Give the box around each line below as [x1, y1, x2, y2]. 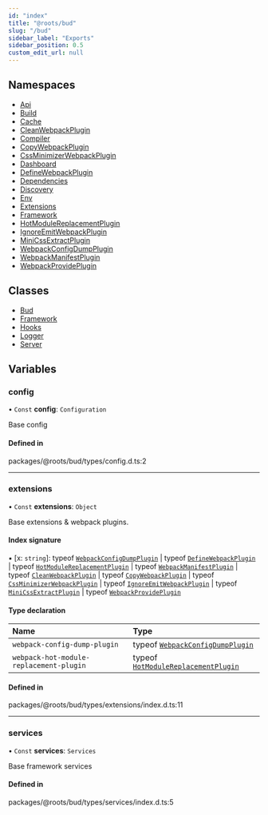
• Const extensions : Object [8, 501, 97, 511]
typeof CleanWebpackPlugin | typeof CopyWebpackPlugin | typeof [8, 570, 215, 580]
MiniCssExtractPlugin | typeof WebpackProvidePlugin [8, 587, 181, 597]
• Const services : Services [8, 745, 97, 755]
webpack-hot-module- [12, 653, 90, 662]
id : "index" [8, 11, 48, 20]
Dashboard [19, 159, 57, 169]
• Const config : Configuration [8, 404, 107, 414]
